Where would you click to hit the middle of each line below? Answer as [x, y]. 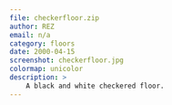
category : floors [42, 43]
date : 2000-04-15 [42, 52]
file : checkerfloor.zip [55, 18]
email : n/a [30, 35]
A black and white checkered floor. [96, 86]
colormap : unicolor [46, 69]
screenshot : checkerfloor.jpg [67, 60]
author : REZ [32, 26]
